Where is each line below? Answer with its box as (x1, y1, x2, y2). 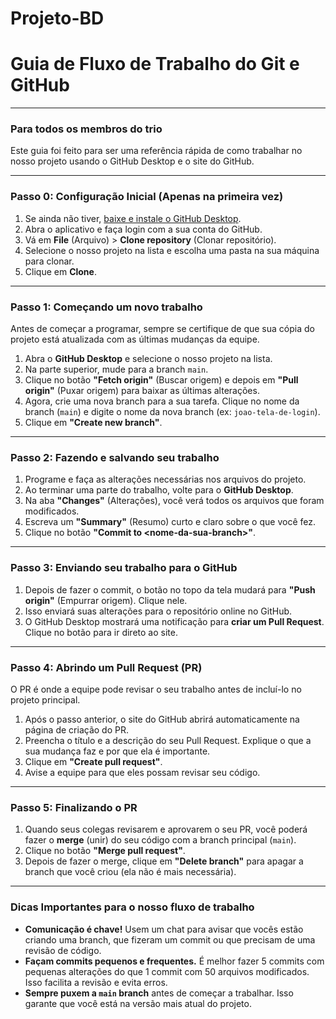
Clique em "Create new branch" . (24, 417, 163, 429)
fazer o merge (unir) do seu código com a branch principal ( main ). (24, 834, 297, 846)
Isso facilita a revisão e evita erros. (24, 976, 168, 988)
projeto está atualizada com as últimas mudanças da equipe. (10, 333, 260, 346)
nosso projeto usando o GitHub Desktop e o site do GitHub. (10, 155, 255, 167)
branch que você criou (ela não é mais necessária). (24, 866, 237, 878)
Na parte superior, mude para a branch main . (24, 363, 209, 376)
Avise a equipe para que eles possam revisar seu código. (24, 766, 261, 778)
